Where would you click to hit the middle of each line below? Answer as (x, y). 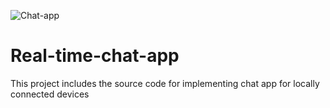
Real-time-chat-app (95, 56)
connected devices (50, 94)
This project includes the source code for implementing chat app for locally (165, 83)
